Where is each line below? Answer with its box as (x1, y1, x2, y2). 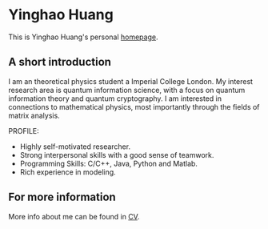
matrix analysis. (8, 110, 60, 120)
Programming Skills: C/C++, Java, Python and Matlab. (19, 159, 198, 168)
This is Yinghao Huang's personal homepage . (8, 32, 158, 42)
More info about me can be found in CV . (8, 211, 140, 221)
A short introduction (8, 55, 112, 69)
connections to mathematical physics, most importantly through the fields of (8, 102, 260, 111)
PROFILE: (8, 126, 40, 135)
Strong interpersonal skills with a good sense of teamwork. (19, 150, 214, 159)
